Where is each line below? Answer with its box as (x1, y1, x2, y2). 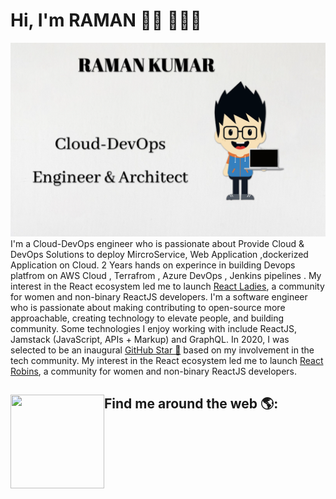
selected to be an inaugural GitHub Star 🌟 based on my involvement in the (10, 344, 315, 356)
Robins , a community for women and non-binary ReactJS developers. (10, 365, 298, 378)
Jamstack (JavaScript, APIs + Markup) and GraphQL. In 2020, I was (10, 334, 290, 346)
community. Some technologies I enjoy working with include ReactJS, (10, 323, 298, 335)
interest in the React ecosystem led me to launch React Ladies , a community (10, 280, 325, 293)
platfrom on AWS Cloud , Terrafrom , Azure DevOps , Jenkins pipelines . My (10, 270, 322, 282)
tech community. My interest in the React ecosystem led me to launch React (10, 355, 324, 367)
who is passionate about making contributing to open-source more (10, 302, 286, 314)
